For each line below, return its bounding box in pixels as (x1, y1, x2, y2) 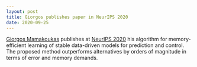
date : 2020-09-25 (6, 19, 49, 25)
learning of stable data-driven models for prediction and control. (27, 42, 185, 49)
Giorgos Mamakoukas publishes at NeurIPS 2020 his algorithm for (6, 36, 167, 43)
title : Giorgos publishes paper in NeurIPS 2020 (6, 14, 128, 20)
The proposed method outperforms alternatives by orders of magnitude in (6, 48, 187, 55)
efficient (6, 42, 27, 49)
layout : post (6, 8, 38, 15)
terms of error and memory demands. (6, 54, 98, 62)
